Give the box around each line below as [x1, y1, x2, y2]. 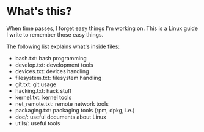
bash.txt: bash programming [15, 54, 87, 62]
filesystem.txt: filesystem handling [15, 74, 102, 81]
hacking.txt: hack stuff [15, 87, 72, 94]
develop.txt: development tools [15, 61, 93, 68]
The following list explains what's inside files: [6, 43, 120, 50]
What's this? [6, 4, 72, 18]
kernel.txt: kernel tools [15, 94, 72, 101]
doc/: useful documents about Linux [15, 113, 107, 120]
